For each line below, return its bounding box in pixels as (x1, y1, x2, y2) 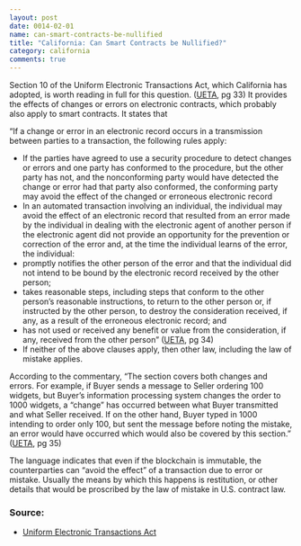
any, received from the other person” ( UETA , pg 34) (22, 335, 214, 345)
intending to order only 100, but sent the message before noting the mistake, (9, 419, 293, 429)
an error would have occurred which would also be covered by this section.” (9, 428, 292, 439)
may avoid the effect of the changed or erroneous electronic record (22, 191, 273, 201)
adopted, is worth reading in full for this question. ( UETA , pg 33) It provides (9, 89, 288, 100)
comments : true (9, 55, 66, 64)
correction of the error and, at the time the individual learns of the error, (22, 239, 288, 249)
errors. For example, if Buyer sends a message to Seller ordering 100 (9, 380, 264, 391)
